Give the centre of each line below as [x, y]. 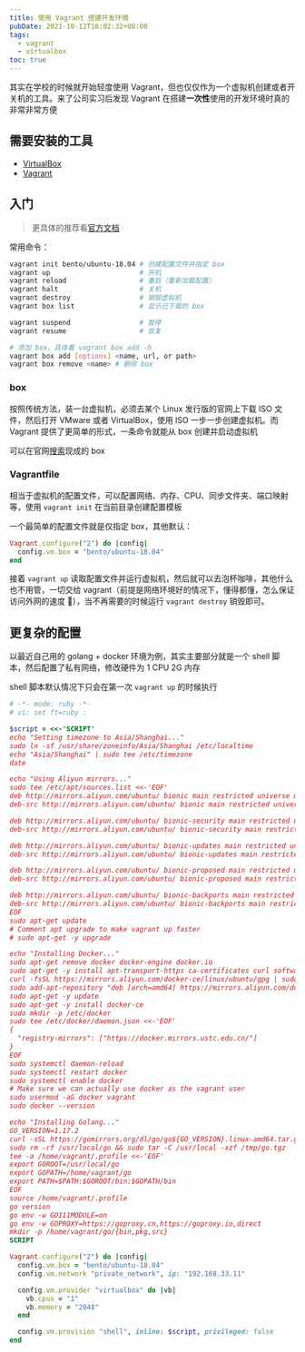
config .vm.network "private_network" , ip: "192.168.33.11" [132, 1273]
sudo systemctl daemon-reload [67, 1063]
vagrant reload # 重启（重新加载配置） [113, 281]
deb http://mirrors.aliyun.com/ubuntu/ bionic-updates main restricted [148, 845]
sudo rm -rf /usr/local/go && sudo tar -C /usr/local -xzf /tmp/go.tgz [148, 1148]
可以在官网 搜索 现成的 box [58, 450]
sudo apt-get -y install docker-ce [77, 1004]
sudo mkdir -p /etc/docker [60, 1013]
